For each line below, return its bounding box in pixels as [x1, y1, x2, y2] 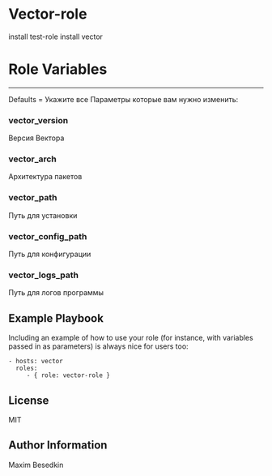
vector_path [8, 192, 57, 204]
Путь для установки [8, 210, 78, 220]
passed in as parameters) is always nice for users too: [8, 341, 189, 351]
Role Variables [8, 60, 108, 79]
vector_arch [8, 153, 57, 165]
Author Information [8, 439, 108, 452]
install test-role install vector [8, 32, 104, 41]
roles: [15, 364, 38, 373]
